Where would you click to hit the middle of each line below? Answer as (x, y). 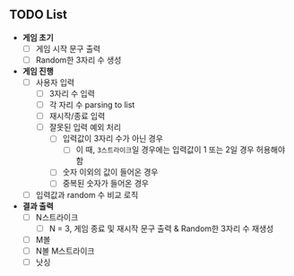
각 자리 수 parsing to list (92, 105)
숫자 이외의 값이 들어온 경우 (110, 172)
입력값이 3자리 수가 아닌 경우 (113, 139)
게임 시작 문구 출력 (68, 48)
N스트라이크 (57, 217)
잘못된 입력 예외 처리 (85, 127)
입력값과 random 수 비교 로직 (87, 194)
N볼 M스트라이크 (65, 251)
